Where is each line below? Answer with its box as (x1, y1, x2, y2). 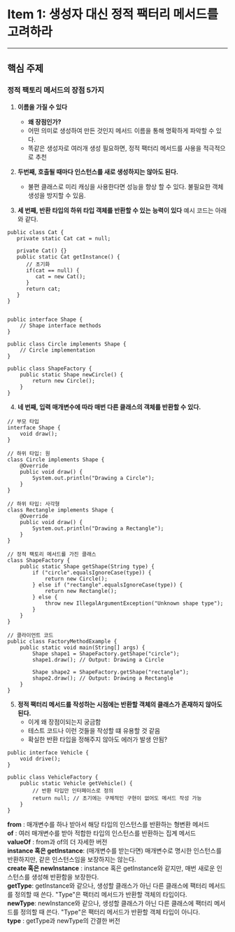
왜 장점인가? (27, 117, 62, 126)
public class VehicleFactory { (7, 774, 99, 781)
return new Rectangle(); (44, 587, 117, 594)
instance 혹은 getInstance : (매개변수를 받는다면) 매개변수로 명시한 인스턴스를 (7, 846, 222, 855)
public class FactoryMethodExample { (7, 638, 117, 645)
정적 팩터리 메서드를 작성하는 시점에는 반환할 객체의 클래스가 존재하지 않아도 (17, 700, 222, 708)
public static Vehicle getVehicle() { (20, 779, 133, 787)
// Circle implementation (20, 346, 96, 354)
